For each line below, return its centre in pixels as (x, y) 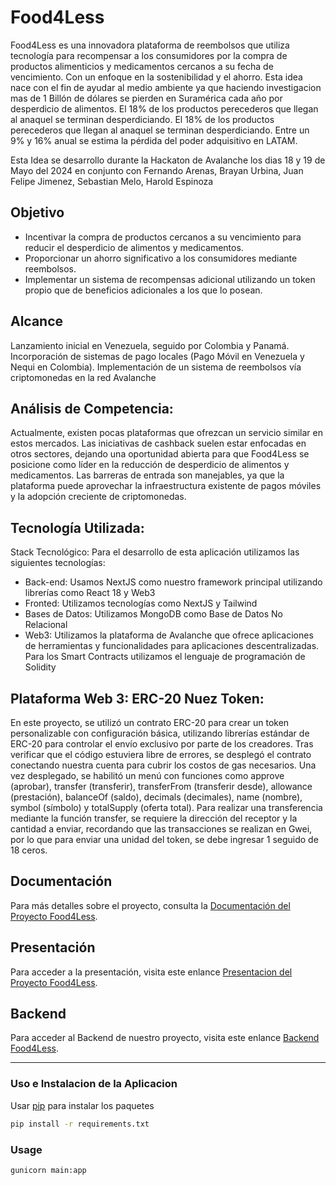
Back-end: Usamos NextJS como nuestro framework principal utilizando (173, 582)
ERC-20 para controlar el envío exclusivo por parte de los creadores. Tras (162, 744)
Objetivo (37, 212)
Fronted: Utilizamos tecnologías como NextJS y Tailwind (141, 603)
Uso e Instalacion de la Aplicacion (94, 1084)
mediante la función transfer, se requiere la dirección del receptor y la (154, 818)
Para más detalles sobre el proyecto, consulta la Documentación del (150, 905)
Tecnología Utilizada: (77, 527)
